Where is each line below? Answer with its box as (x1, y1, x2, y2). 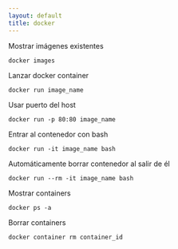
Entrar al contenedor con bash (8, 129, 109, 139)
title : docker (8, 19, 56, 27)
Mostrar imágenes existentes (8, 41, 104, 50)
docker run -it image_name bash (8, 144, 116, 152)
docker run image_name (8, 85, 84, 94)
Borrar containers (8, 217, 66, 227)
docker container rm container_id (8, 233, 124, 241)
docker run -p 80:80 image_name (8, 115, 116, 124)
